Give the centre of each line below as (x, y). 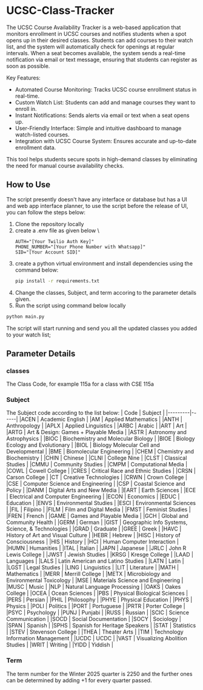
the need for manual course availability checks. (65, 166)
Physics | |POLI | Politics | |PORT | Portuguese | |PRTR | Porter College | (96, 606)
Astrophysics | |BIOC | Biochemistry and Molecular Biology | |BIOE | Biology (101, 439)
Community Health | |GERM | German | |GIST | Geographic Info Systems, (97, 523)
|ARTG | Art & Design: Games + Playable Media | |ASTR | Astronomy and (96, 432)
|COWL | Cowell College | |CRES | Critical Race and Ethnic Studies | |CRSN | (101, 471)
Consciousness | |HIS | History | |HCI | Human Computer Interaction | (92, 542)
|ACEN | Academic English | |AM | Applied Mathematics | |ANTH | (101, 420)
